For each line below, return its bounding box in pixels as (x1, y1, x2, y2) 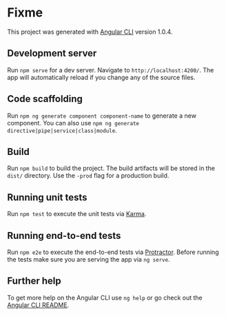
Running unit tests (7, 191, 88, 203)
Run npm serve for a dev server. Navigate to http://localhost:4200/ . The (7, 65, 214, 74)
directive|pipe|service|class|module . (7, 126, 117, 134)
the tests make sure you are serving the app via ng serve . (7, 255, 170, 263)
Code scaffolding (7, 93, 83, 105)
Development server (7, 48, 97, 59)
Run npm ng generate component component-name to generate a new (7, 112, 196, 120)
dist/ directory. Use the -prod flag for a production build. (7, 171, 169, 180)
